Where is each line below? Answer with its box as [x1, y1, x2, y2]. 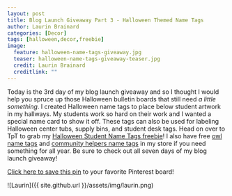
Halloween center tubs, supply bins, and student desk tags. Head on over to [7, 124, 225, 133]
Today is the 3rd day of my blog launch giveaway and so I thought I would [7, 88, 219, 96]
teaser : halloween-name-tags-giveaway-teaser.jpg [13, 56, 160, 63]
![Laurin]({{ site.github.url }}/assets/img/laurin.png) [7, 181, 154, 189]
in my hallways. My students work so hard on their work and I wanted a [7, 109, 212, 118]
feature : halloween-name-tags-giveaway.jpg [13, 49, 141, 56]
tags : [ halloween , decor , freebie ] [7, 36, 105, 43]
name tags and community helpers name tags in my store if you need [7, 139, 206, 147]
